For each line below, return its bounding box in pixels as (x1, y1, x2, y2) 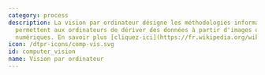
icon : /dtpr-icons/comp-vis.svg (8, 41, 114, 48)
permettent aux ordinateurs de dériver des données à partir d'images (15, 26, 252, 34)
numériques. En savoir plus (15, 33, 108, 41)
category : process (8, 11, 69, 20)
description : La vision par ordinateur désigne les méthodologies (8, 19, 231, 27)
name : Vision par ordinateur (8, 55, 104, 63)
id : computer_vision (8, 48, 77, 55)
